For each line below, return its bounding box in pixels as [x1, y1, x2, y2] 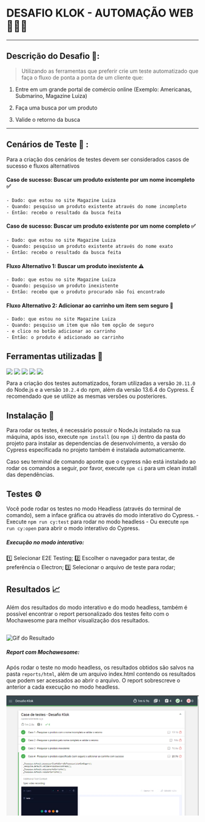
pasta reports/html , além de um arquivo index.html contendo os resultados [6, 670, 196, 678]
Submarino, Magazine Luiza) [15, 92, 87, 99]
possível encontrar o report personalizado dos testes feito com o [6, 610, 170, 618]
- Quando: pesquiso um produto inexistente [6, 283, 119, 289]
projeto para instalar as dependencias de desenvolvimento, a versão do [6, 439, 187, 447]
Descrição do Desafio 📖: [6, 51, 100, 61]
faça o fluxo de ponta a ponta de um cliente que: [21, 73, 144, 81]
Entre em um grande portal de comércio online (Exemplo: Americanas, [15, 86, 192, 93]
